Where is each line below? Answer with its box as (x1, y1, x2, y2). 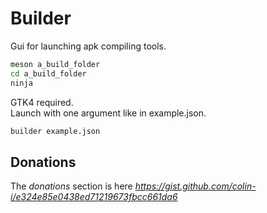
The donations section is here (10, 180, 133, 192)
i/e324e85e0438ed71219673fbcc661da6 (10, 191, 178, 203)
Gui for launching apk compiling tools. (10, 40, 167, 52)
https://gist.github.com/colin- (134, 180, 257, 192)
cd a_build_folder (10, 68, 87, 79)
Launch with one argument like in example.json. (10, 107, 207, 119)
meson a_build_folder (10, 59, 101, 69)
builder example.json (10, 126, 101, 136)
